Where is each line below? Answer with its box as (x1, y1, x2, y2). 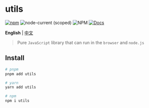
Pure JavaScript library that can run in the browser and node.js (17, 39, 145, 45)
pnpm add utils (5, 71, 36, 77)
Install (5, 54, 25, 62)
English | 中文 (5, 29, 33, 35)
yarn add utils (5, 85, 36, 90)
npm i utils (5, 98, 30, 104)
